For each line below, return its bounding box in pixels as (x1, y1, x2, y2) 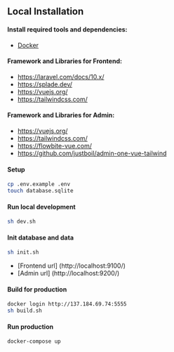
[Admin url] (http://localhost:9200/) (17, 269, 120, 278)
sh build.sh (7, 307, 42, 315)
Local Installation (7, 6, 84, 18)
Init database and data (7, 233, 74, 242)
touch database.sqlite (7, 188, 74, 195)
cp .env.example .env (7, 181, 71, 188)
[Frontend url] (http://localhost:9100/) (17, 261, 126, 270)
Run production (7, 322, 54, 331)
